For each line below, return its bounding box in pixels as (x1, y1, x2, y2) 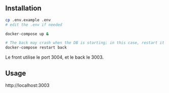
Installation (5, 4, 42, 13)
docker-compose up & (5, 31, 49, 36)
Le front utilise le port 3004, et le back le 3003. (5, 54, 104, 60)
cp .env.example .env (5, 17, 51, 22)
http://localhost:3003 (5, 82, 50, 88)
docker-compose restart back (5, 45, 67, 50)
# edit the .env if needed (5, 22, 62, 27)
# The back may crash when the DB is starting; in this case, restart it (5, 40, 165, 45)
